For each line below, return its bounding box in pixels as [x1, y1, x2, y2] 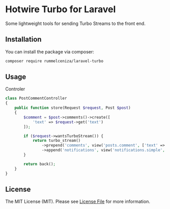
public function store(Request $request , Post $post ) [14, 105, 131, 110]
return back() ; [23, 161, 56, 166]
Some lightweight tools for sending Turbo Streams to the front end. [5, 20, 146, 26]
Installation [5, 35, 42, 44]
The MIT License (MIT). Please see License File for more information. [5, 198, 150, 204]
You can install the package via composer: [5, 48, 94, 54]
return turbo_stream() [32, 138, 81, 143]
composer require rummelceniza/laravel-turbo [5, 58, 103, 64]
